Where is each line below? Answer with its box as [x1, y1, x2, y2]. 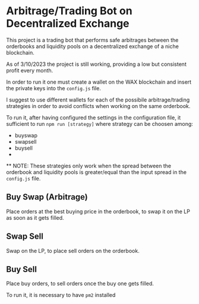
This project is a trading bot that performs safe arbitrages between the [6, 36, 179, 43]
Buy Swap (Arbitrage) [6, 192, 88, 202]
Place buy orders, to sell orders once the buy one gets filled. [6, 280, 154, 287]
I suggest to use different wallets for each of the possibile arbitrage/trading [6, 96, 190, 103]
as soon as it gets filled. [6, 214, 64, 221]
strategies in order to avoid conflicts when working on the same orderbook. [6, 102, 191, 109]
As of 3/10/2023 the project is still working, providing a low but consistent [6, 61, 187, 68]
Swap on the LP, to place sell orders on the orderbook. [6, 247, 140, 254]
